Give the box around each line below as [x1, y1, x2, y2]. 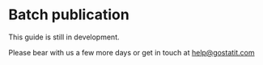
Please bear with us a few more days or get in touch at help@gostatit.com [8, 47, 255, 57]
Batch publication [8, 6, 129, 24]
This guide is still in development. [8, 32, 120, 42]
